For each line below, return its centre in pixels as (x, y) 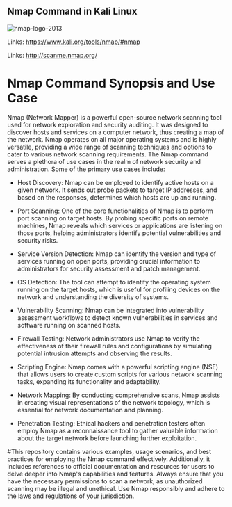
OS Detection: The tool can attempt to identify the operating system (114, 282)
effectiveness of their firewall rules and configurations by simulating (114, 346)
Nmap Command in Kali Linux (72, 11)
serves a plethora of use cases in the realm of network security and (104, 161)
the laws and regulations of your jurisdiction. (71, 496)
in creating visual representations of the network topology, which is (114, 402)
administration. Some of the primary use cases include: (86, 169)
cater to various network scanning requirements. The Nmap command (108, 154)
